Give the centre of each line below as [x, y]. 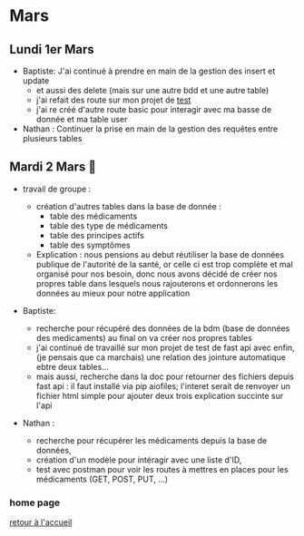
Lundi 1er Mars [52, 49]
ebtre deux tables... [72, 366]
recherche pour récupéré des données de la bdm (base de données [163, 328]
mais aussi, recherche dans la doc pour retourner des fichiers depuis [165, 376]
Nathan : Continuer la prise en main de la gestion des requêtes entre [150, 129]
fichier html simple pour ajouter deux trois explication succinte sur [160, 395]
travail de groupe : [57, 189]
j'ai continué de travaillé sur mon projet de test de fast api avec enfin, [165, 347]
